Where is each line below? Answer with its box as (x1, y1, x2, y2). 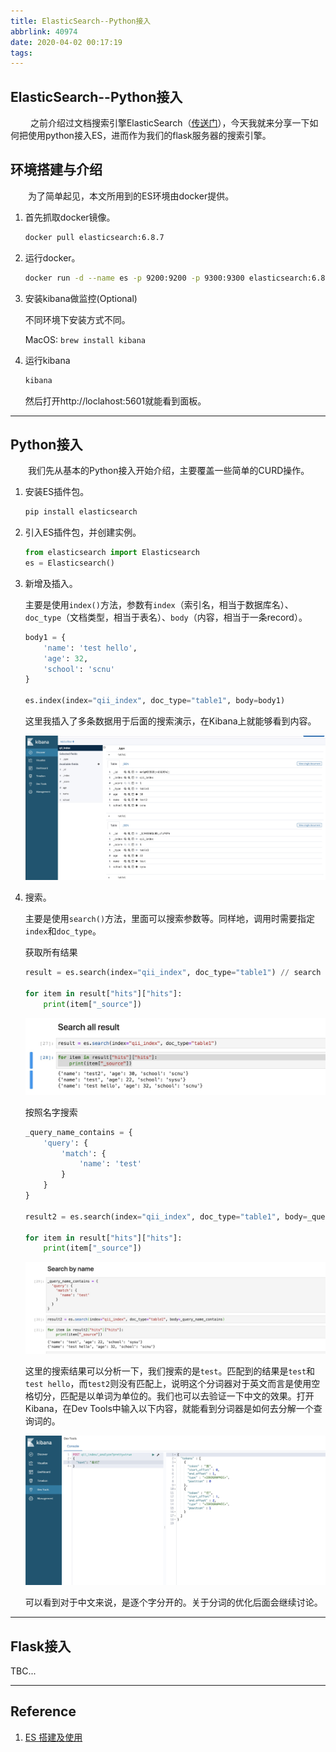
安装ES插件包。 (24, 486, 90, 498)
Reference (10, 1703, 77, 1720)
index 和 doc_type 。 (24, 925, 102, 937)
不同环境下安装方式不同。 (24, 313, 131, 325)
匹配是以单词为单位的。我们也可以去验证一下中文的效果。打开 (59, 1390, 315, 1402)
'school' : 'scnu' (43, 664, 115, 674)
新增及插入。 (24, 577, 78, 589)
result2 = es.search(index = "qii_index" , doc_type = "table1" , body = (24, 1211, 308, 1222)
